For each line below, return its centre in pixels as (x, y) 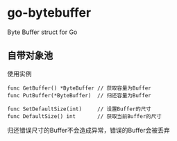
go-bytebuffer (49, 13)
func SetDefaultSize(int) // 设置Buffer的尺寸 (79, 109)
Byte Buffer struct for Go (42, 32)
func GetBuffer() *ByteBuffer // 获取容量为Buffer (79, 88)
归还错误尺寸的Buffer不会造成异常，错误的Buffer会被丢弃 (88, 130)
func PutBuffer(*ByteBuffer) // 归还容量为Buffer (79, 95)
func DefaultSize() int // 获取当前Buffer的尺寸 (84, 116)
